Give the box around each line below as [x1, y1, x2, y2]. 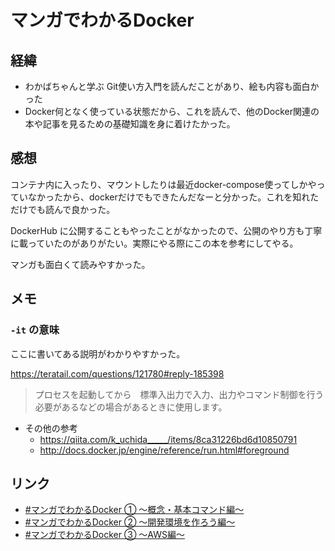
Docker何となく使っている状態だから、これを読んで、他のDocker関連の [24, 106, 320, 117]
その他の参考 [24, 422, 78, 434]
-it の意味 [10, 323, 60, 337]
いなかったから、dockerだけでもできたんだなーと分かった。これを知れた [18, 191, 320, 203]
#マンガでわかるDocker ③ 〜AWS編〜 [24, 529, 185, 541]
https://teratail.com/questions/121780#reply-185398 [10, 367, 225, 380]
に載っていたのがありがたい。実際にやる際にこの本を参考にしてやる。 [10, 237, 299, 249]
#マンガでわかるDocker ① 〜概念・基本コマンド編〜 [24, 504, 245, 516]
